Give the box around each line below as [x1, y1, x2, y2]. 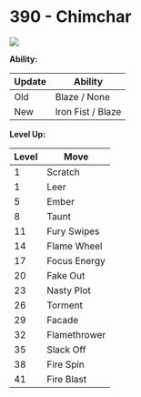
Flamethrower [46, 328, 106, 341]
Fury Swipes [46, 225, 100, 238]
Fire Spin [46, 358, 85, 371]
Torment [46, 299, 84, 311]
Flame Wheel [46, 239, 103, 252]
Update [14, 75, 47, 87]
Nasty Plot [46, 284, 91, 297]
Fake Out [46, 269, 86, 281]
